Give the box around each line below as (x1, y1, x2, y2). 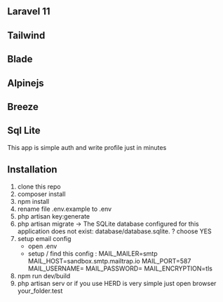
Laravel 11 (7, 6, 50, 18)
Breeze (7, 101, 39, 113)
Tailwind (7, 29, 46, 41)
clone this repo (17, 182, 61, 191)
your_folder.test (17, 287, 63, 295)
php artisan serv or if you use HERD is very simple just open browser (17, 279, 217, 287)
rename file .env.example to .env (17, 205, 112, 213)
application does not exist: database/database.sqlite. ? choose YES (17, 227, 212, 235)
